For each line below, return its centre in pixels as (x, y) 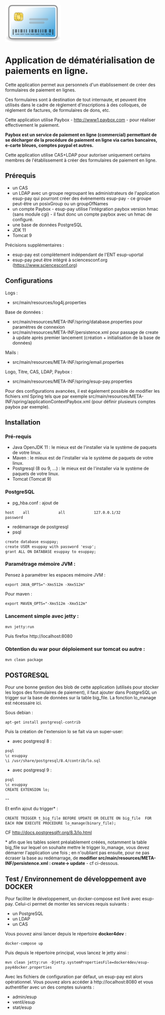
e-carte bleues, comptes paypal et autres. (49, 145)
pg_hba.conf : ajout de (35, 503)
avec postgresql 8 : (32, 741)
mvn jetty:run (20, 627)
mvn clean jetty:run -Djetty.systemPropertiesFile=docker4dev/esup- (77, 963)
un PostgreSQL (28, 914)
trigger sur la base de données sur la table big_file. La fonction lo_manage (81, 698)
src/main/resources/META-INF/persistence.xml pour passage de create (85, 332)
